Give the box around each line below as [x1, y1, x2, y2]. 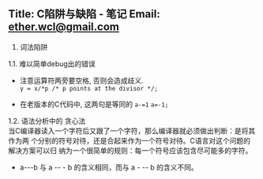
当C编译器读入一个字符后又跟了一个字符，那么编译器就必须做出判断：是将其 [8, 125, 256, 136]
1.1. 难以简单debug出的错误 [8, 58, 96, 69]
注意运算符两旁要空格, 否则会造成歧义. [19, 76, 144, 85]
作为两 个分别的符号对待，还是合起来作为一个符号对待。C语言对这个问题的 [8, 136, 251, 145]
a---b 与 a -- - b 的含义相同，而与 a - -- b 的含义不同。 [19, 162, 199, 172]
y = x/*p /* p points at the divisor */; [19, 84, 158, 92]
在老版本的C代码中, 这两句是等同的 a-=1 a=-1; [19, 99, 169, 109]
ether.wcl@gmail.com [8, 21, 120, 34]
